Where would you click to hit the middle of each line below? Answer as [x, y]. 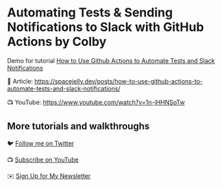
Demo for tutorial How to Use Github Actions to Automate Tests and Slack [111, 60]
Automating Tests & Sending [90, 13]
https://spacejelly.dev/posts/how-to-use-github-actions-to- [119, 81]
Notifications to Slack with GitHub [106, 27]
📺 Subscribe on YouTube [43, 160]
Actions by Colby [57, 42]
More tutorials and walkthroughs [78, 126]
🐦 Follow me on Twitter [40, 143]
